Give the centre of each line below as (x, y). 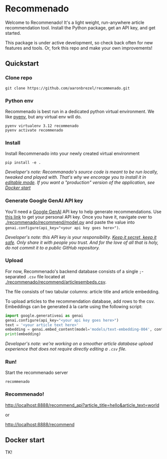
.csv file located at (46, 276)
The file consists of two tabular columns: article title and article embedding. (83, 291)
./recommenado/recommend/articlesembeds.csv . (56, 282)
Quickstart (22, 63)
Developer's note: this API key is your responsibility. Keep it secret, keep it (81, 237)
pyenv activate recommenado (34, 130)
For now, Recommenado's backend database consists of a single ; (73, 271)
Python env (19, 101)
